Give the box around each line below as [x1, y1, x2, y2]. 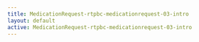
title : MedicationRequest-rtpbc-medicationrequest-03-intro [7, 10, 190, 18]
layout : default [7, 17, 55, 24]
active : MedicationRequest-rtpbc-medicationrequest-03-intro [7, 23, 193, 31]
